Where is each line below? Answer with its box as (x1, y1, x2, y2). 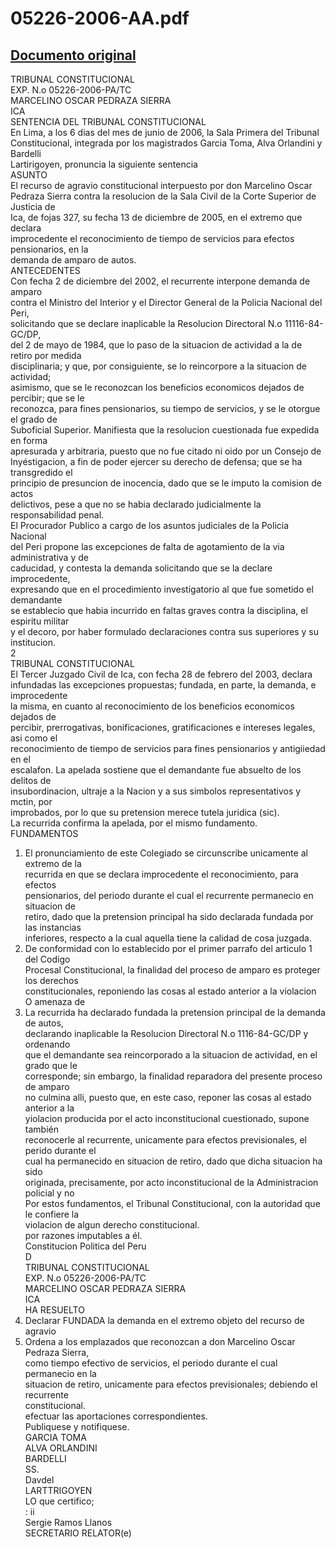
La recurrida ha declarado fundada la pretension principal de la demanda (24, 1007, 326, 1018)
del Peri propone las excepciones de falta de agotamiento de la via (10, 541, 285, 552)
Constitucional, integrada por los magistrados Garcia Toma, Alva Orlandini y (10, 137, 323, 149)
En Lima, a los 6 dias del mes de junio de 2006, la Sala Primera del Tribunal (10, 127, 320, 138)
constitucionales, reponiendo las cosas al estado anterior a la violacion (24, 985, 317, 997)
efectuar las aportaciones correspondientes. (24, 1410, 208, 1422)
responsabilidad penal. (10, 509, 105, 521)
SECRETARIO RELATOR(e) (24, 1527, 132, 1539)
